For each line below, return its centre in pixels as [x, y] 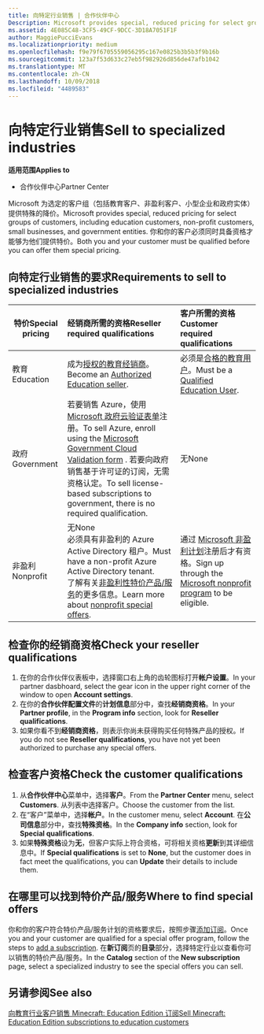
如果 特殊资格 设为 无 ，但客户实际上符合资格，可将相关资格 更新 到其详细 [133, 843]
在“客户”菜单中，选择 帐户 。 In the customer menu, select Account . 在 [132, 814]
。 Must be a [211, 370]
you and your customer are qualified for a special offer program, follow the [129, 938]
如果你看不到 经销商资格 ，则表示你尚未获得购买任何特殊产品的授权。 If [132, 730]
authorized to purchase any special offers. [88, 747]
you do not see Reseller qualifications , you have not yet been [120, 739]
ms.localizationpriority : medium [63, 45]
